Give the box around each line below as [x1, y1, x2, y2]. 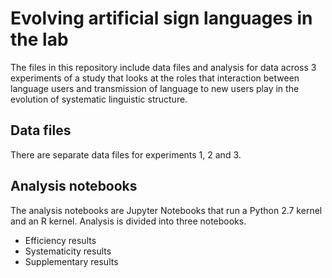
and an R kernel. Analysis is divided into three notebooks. [10, 215, 247, 227]
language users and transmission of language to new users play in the [10, 82, 300, 94]
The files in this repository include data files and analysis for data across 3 [10, 61, 317, 73]
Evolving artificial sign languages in [10, 7, 313, 30]
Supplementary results [24, 255, 119, 267]
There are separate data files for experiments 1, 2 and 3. [10, 148, 242, 161]
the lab [10, 28, 69, 51]
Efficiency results [24, 234, 97, 246]
